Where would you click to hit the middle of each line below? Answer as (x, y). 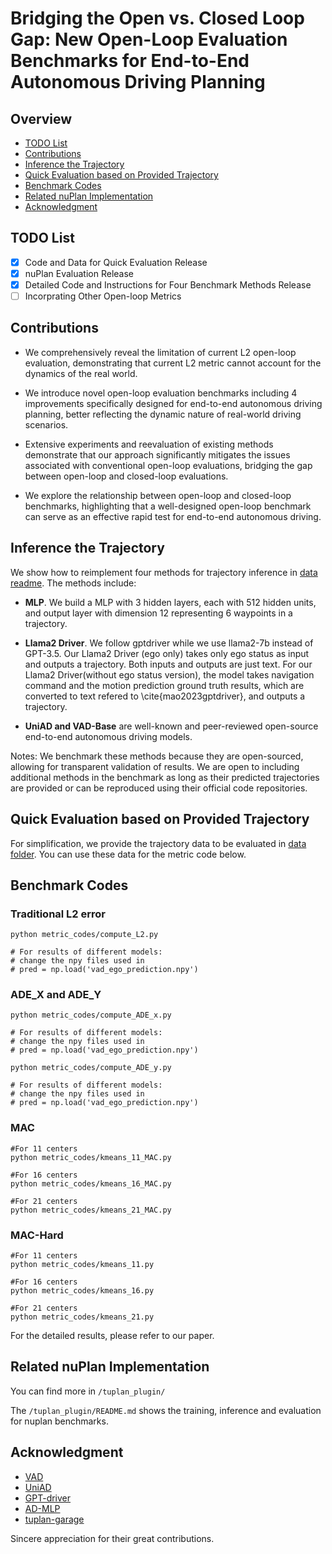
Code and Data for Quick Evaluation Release (116, 262)
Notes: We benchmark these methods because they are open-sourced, (157, 756)
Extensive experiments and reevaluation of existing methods (149, 444)
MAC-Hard (37, 1235)
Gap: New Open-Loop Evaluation (149, 39)
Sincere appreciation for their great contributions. (112, 1538)
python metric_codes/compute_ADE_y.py (91, 1068)
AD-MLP (42, 1508)
